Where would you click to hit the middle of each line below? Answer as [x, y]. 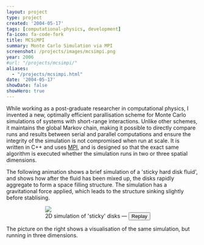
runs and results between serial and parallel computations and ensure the [99, 134]
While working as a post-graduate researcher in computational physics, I [97, 108]
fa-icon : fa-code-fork [35, 35]
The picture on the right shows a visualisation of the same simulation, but [98, 229]
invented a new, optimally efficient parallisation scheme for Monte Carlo [96, 115]
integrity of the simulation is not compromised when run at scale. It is [93, 140]
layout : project [27, 12]
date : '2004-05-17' [31, 80]
